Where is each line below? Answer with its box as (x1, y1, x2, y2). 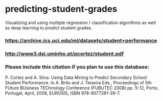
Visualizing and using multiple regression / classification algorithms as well (5, 20, 156, 25)
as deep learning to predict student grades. (5, 25, 93, 30)
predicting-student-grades (5, 3, 117, 15)
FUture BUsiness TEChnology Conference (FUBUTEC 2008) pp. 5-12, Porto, (5, 85, 159, 91)
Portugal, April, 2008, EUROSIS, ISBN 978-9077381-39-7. (5, 90, 121, 96)
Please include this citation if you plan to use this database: (5, 63, 149, 70)
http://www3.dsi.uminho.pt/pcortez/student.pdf (5, 50, 124, 57)
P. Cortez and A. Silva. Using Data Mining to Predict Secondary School (5, 75, 147, 80)
